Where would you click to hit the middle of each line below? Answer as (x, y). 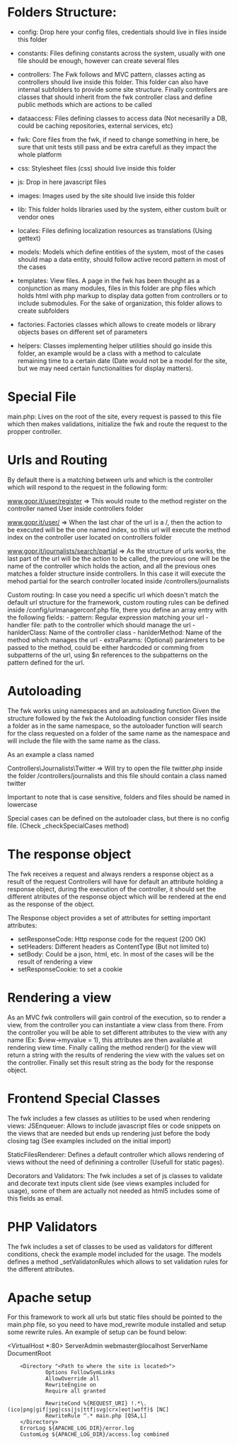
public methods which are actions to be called (85, 104)
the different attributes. (41, 1269)
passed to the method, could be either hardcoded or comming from (105, 647)
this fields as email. (35, 1198)
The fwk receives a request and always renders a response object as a (110, 874)
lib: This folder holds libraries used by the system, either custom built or (122, 209)
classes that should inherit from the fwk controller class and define (115, 97)
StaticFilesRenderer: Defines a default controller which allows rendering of (116, 1154)
